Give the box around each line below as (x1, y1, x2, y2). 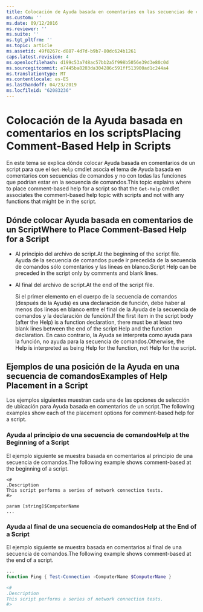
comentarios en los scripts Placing (6, 126, 181, 140)
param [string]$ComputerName (6, 503, 80, 509)
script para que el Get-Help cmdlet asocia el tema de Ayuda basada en (6, 166, 181, 173)
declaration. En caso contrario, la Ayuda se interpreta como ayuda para (14, 331, 193, 338)
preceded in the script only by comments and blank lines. (14, 269, 158, 277)
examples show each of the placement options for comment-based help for (6, 409, 195, 417)
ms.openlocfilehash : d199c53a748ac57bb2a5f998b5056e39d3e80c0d (6, 59, 169, 65)
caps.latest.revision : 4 (6, 54, 69, 60)
